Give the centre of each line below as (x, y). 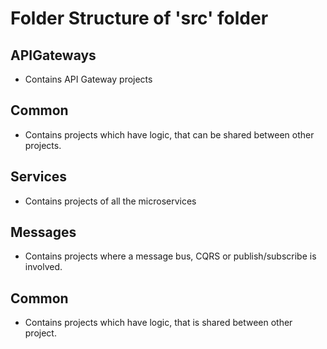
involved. (43, 267)
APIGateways (53, 55)
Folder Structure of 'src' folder (139, 18)
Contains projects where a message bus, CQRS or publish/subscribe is (170, 256)
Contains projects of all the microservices (110, 201)
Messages (43, 232)
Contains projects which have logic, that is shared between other (158, 323)
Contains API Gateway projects (88, 79)
